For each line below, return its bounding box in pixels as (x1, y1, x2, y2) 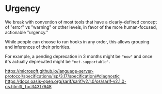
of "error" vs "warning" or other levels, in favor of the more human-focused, (5, 24, 157, 30)
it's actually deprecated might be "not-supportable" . (5, 58, 110, 64)
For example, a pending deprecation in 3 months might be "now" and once (5, 53, 153, 59)
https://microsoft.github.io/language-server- (5, 68, 94, 74)
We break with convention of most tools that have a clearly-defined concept (5, 19, 157, 25)
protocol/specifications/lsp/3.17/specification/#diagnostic (5, 73, 120, 79)
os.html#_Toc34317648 (5, 83, 52, 89)
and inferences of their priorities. (5, 44, 71, 50)
